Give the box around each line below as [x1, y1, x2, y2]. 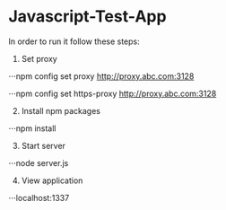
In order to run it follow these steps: [8, 36, 140, 47]
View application [21, 175, 83, 186]
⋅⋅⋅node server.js [8, 157, 69, 168]
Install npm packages [21, 105, 100, 116]
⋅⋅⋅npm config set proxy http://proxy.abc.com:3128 [8, 70, 195, 82]
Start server [21, 140, 66, 151]
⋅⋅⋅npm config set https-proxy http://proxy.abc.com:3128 [8, 88, 217, 99]
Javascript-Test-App [8, 6, 167, 27]
